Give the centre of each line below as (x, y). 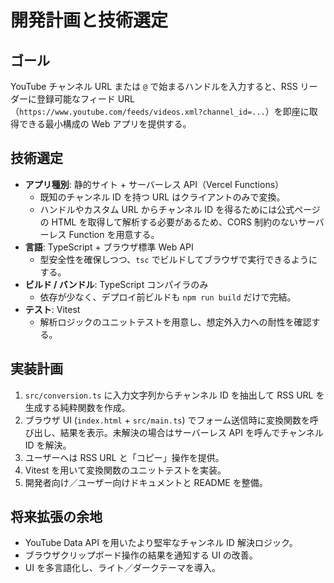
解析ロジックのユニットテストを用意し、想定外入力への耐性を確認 (175, 322)
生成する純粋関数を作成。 (77, 407)
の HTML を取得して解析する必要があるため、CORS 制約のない (168, 222)
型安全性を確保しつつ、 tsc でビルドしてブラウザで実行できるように (178, 259)
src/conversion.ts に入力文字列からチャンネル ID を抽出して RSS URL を (174, 395)
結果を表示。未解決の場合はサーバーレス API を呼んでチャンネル (191, 432)
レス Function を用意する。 (104, 234)
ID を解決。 (48, 445)
